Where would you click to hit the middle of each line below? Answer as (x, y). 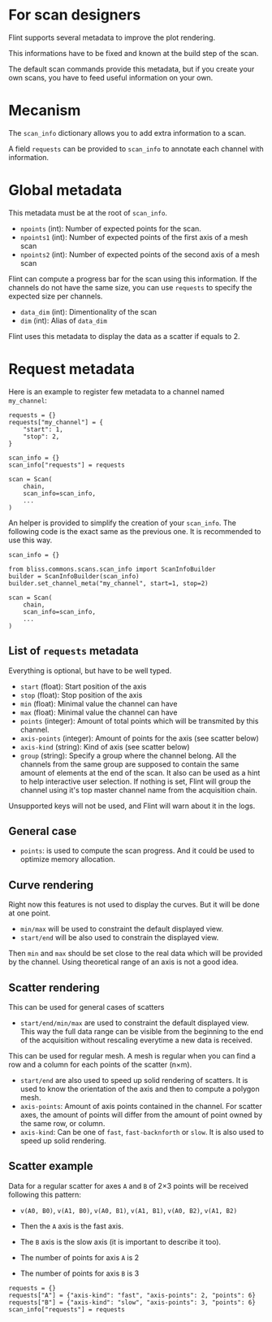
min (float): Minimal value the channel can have (99, 703)
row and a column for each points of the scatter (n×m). (100, 1064)
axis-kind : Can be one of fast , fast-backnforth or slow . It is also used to (142, 1132)
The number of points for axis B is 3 (80, 1273)
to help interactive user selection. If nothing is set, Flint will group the (136, 781)
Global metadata (65, 191)
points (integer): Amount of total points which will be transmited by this (139, 720)
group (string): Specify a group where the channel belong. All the (128, 755)
